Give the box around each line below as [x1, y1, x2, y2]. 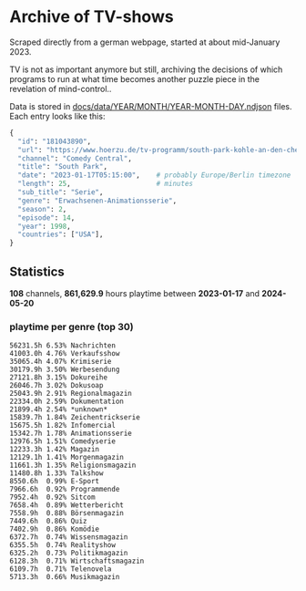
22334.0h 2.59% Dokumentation [9, 397, 125, 407]
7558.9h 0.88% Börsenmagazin [9, 509, 125, 518]
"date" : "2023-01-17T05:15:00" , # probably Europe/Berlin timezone [17, 171, 291, 180]
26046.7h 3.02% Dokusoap [9, 381, 104, 390]
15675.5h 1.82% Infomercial [9, 421, 117, 430]
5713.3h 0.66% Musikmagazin [9, 573, 120, 582]
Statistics [9, 264, 66, 279]
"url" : [17, 145, 43, 154]
